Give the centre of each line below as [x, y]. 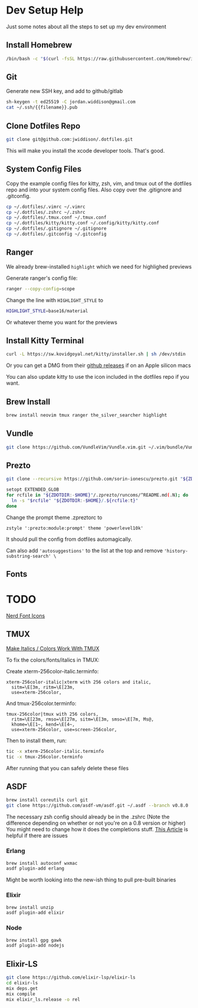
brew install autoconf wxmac [42, 863]
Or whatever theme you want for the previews [62, 322]
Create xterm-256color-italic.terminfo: [52, 671]
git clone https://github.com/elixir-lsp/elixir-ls [71, 978]
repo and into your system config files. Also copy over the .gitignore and [94, 190]
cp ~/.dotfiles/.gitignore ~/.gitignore [57, 229]
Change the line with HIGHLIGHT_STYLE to [55, 300]
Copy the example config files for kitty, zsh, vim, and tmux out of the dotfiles [99, 183]
